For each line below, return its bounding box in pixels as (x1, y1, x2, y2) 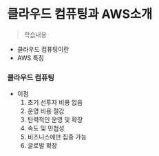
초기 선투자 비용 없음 (27, 98, 83, 107)
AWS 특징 (17, 53, 45, 62)
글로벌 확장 (27, 142, 57, 150)
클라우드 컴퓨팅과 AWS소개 (7, 6, 153, 22)
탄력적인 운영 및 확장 (27, 115, 83, 124)
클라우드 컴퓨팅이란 (17, 45, 70, 53)
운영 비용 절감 (27, 107, 65, 115)
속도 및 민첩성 (27, 124, 65, 133)
